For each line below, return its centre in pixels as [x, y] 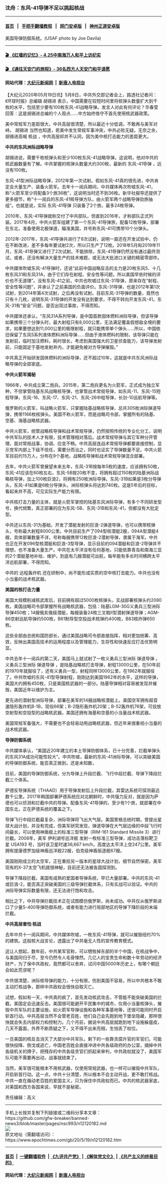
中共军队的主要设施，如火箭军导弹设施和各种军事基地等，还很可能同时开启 [85, 1009]
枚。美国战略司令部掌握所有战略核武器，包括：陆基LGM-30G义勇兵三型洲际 [83, 606]
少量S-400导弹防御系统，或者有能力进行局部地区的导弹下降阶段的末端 [86, 907]
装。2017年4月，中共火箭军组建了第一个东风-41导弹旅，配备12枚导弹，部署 [82, 222]
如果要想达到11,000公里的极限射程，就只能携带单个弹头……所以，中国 [85, 328]
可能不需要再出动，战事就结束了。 [44, 1057]
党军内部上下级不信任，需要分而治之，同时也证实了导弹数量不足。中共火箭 [85, 450]
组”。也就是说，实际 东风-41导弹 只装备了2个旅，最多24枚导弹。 [71, 205]
